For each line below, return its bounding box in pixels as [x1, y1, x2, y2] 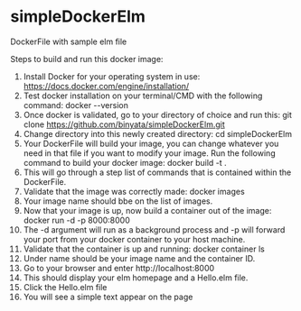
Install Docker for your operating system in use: [23, 70, 201, 82]
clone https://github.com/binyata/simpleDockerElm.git [23, 119, 225, 130]
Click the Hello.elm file [23, 281, 108, 292]
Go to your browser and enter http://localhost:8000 [23, 262, 215, 273]
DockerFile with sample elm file [10, 36, 127, 47]
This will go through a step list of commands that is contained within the [23, 167, 292, 178]
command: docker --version [23, 99, 129, 110]
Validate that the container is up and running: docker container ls [23, 243, 265, 254]
